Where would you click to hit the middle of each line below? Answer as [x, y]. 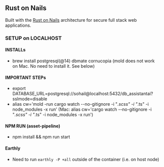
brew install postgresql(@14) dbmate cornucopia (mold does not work [83, 61]
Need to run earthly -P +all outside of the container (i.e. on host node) [86, 159]
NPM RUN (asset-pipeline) [33, 126]
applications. [18, 25]
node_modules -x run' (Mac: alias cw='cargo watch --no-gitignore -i [82, 109]
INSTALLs [15, 50]
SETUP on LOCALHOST [33, 38]
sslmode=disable [30, 99]
